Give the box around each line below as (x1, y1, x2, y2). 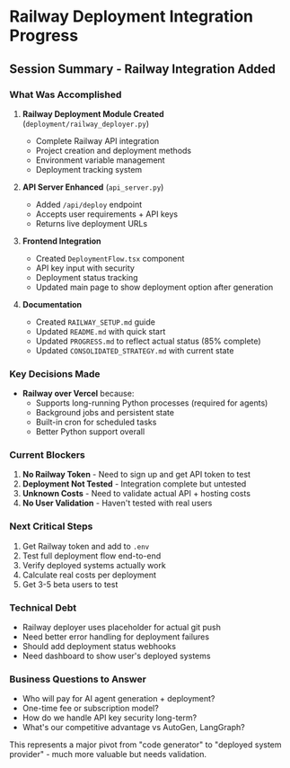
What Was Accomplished (9, 88, 122, 101)
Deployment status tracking (35, 272, 138, 282)
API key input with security (35, 263, 135, 273)
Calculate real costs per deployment (22, 569, 157, 580)
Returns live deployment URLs (35, 218, 148, 228)
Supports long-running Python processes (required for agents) (35, 397, 268, 408)
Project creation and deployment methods (35, 145, 191, 156)
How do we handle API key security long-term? (22, 712, 198, 723)
